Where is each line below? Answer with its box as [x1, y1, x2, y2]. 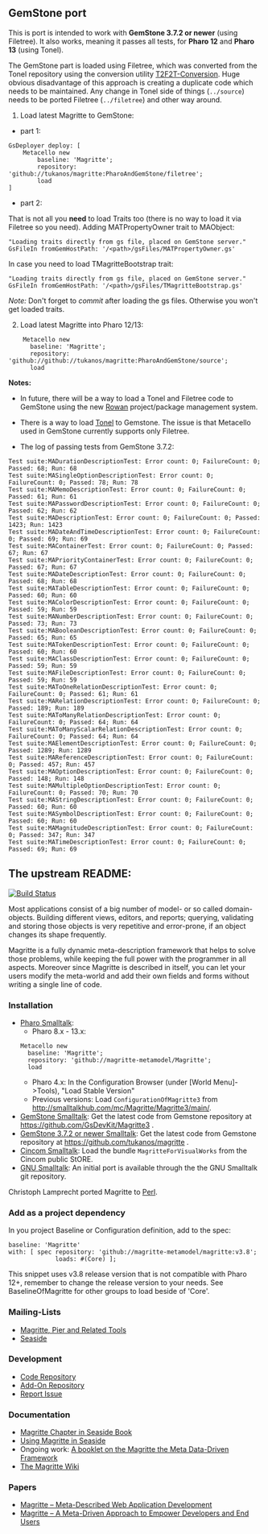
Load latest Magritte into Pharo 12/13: [19, 320, 143, 330]
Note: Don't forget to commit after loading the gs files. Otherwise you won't [8, 296, 258, 305]
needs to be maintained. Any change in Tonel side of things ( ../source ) [8, 86, 245, 96]
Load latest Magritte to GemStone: [19, 110, 134, 120]
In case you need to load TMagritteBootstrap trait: [8, 259, 174, 268]
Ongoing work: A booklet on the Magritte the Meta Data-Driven [19, 1445, 229, 1454]
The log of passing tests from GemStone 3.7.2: [19, 442, 175, 451]
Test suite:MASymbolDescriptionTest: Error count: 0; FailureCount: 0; [8, 810, 254, 818]
